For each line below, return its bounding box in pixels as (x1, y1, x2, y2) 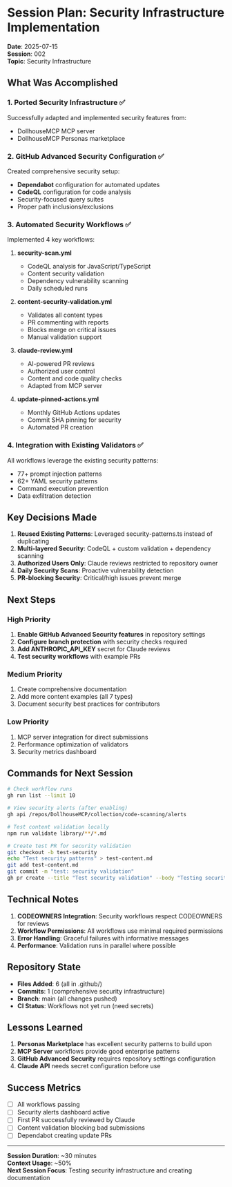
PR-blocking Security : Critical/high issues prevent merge (17, 574, 182, 582)
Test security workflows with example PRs (17, 653, 141, 661)
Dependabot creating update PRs (17, 1131, 113, 1140)
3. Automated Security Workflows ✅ (7, 220, 132, 229)
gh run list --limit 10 (7, 792, 76, 799)
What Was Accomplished (7, 77, 119, 89)
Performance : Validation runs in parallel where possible (17, 941, 176, 949)
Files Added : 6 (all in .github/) (17, 979, 102, 988)
